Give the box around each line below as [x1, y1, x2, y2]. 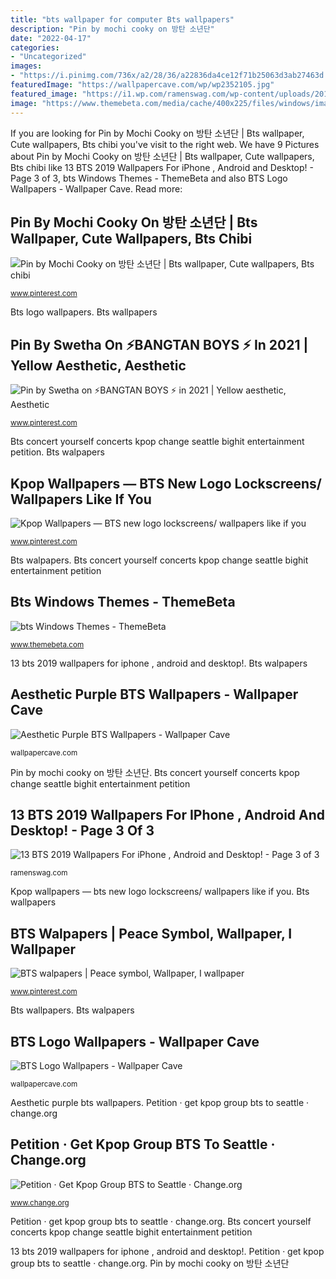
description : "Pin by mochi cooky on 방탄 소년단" [10, 24, 215, 34]
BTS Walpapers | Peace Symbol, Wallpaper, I [10, 925, 293, 942]
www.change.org [10, 1197, 70, 1208]
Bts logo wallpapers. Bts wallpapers [10, 306, 158, 318]
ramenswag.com [10, 868, 68, 878]
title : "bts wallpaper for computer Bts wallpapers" [10, 14, 235, 25]
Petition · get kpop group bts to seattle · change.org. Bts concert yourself [10, 1215, 312, 1227]
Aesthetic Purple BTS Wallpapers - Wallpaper [10, 686, 299, 703]
